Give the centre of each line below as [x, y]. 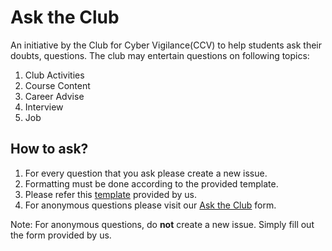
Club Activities [54, 75]
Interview [44, 107]
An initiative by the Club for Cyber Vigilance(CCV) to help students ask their [166, 45]
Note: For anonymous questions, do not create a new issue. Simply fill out [162, 224]
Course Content [57, 85]
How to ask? [49, 149]
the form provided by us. [61, 235]
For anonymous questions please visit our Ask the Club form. [150, 205]
